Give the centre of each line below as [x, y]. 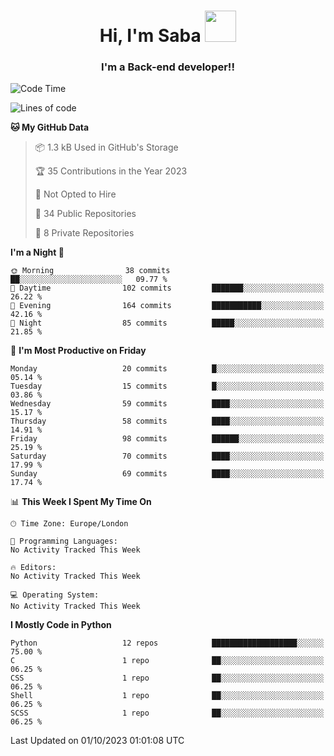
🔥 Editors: [33, 568]
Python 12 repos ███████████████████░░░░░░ [167, 643]
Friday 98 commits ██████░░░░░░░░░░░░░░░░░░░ [167, 439]
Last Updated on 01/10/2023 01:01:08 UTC [97, 741]
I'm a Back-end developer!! [168, 67]
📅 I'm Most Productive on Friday [78, 351]
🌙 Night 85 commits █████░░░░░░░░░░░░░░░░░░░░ [167, 323]
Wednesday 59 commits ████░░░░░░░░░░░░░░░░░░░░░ [167, 404]
